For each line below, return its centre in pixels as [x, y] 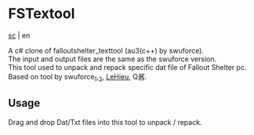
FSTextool [42, 14]
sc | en [19, 35]
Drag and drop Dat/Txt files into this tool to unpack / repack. [105, 122]
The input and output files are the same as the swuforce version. [112, 59]
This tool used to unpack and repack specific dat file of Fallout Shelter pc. [127, 67]
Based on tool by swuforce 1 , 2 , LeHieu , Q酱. [78, 77]
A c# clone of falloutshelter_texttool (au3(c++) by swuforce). [106, 50]
